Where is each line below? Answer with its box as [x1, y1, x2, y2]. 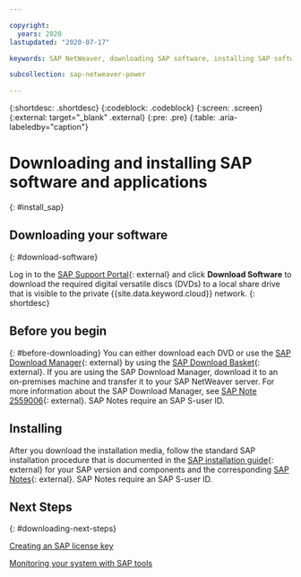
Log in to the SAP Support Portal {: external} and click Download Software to [9, 268, 292, 279]
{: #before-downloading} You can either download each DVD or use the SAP [9, 347, 291, 358]
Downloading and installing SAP [9, 153, 253, 173]
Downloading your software [9, 228, 168, 243]
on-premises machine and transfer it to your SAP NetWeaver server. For [9, 376, 275, 387]
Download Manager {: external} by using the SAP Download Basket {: [9, 356, 261, 368]
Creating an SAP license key [9, 540, 114, 552]
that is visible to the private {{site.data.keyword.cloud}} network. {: [9, 288, 255, 299]
